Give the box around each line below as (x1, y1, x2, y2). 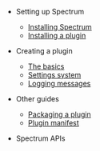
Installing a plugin (27, 31, 86, 40)
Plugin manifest (27, 118, 80, 127)
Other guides (15, 94, 60, 103)
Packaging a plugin (27, 109, 91, 119)
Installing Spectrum (27, 22, 92, 31)
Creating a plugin (15, 46, 74, 55)
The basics (27, 62, 65, 71)
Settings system (27, 70, 82, 79)
